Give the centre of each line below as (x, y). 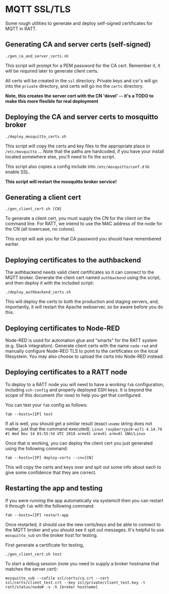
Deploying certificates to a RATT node (66, 372)
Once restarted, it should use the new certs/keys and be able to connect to (83, 524)
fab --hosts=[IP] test (29, 414)
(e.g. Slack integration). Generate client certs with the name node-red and (81, 346)
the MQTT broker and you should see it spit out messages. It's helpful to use (85, 530)
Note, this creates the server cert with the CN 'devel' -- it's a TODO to (79, 96)
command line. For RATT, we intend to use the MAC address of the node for (84, 224)
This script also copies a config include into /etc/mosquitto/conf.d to (77, 166)
